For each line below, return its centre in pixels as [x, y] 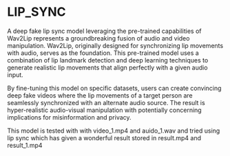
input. [15, 75]
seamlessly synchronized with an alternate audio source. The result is [106, 102]
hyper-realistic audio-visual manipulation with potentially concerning [104, 110]
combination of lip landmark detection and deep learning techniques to [108, 60]
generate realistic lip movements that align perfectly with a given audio [107, 67]
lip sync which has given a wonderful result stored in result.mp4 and [104, 137]
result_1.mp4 [25, 145]
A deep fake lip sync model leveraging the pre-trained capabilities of [104, 31]
